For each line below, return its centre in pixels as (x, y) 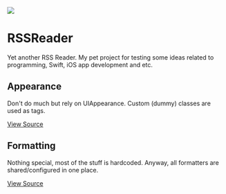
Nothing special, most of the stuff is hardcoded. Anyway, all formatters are (113, 162)
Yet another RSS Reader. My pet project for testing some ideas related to (111, 57)
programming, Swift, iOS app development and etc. (80, 64)
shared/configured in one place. (53, 170)
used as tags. (27, 110)
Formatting (31, 146)
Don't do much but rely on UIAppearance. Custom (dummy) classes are (109, 103)
